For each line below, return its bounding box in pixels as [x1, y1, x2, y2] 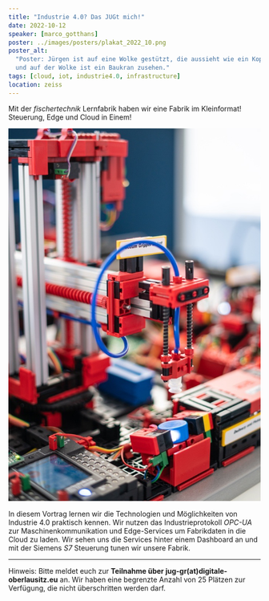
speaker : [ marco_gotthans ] [8, 30, 98, 38]
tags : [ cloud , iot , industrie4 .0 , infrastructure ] [8, 72, 181, 80]
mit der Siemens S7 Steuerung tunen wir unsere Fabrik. [8, 543, 191, 553]
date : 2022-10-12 [8, 21, 66, 30]
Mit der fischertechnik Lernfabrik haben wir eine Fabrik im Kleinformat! [8, 104, 242, 113]
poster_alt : [8, 47, 48, 55]
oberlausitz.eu [8, 575, 58, 585]
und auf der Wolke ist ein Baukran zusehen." [15, 64, 171, 72]
